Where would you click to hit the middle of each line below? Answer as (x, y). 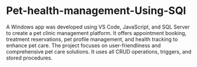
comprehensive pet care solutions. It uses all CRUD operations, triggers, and (99, 51)
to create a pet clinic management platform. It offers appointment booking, (96, 33)
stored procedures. (29, 58)
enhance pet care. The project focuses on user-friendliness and (84, 45)
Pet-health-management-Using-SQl (96, 11)
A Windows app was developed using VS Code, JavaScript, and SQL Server (98, 27)
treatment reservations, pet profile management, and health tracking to (92, 39)
